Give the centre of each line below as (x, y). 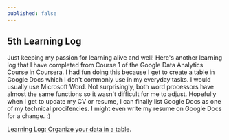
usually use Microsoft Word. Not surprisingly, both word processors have (111, 87)
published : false (32, 13)
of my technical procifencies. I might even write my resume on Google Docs (115, 109)
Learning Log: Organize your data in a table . (69, 129)
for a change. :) (29, 116)
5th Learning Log (44, 42)
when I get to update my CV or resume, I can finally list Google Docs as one (114, 102)
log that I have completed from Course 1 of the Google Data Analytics (105, 65)
